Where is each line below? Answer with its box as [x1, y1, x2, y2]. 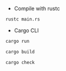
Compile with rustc [14, 5, 60, 12]
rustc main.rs [5, 16, 41, 22]
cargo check [5, 59, 35, 65]
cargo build [5, 49, 35, 55]
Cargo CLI [14, 26, 39, 34]
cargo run [5, 38, 30, 44]
